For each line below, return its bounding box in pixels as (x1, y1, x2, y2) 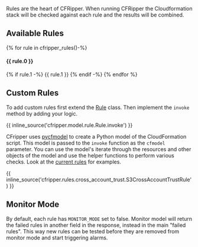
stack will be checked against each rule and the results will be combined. (6, 11, 184, 18)
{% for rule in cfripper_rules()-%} (6, 44, 87, 51)
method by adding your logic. (6, 110, 78, 117)
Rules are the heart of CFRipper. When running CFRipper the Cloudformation (6, 5, 193, 12)
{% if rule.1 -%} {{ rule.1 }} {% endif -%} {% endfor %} (6, 71, 138, 78)
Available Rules (6, 28, 64, 39)
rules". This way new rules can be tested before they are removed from (6, 227, 180, 235)
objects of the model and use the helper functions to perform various (6, 152, 174, 159)
